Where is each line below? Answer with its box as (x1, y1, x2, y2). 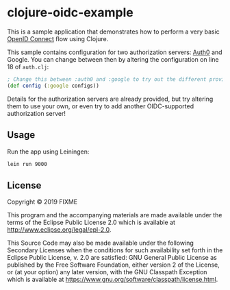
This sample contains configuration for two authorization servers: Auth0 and (7, 48, 222, 56)
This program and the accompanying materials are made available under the (7, 211, 222, 219)
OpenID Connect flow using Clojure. (7, 34, 109, 43)
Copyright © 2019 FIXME (7, 197, 78, 206)
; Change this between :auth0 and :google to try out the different (7, 75, 207, 83)
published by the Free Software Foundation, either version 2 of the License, (7, 261, 220, 269)
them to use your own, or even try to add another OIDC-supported (7, 101, 194, 110)
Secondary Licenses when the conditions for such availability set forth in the (7, 246, 223, 254)
